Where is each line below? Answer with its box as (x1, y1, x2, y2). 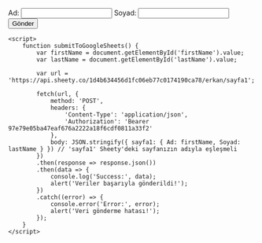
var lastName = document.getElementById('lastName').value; (36, 56, 238, 64)
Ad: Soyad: (8, 8, 137, 17)
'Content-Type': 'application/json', (64, 111, 189, 119)
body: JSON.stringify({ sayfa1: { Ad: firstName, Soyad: (50, 138, 242, 146)
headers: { (50, 104, 87, 112)
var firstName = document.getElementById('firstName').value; (36, 49, 245, 57)
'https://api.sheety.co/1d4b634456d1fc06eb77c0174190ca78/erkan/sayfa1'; (8, 76, 256, 84)
